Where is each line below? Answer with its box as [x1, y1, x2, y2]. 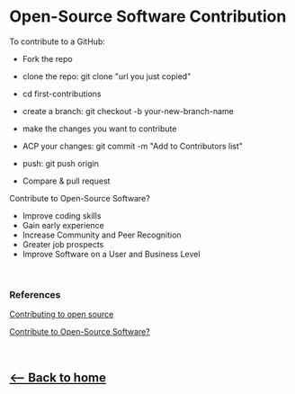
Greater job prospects [22, 238, 104, 249]
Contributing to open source [9, 309, 114, 320]
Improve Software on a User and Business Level [22, 248, 201, 259]
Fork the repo [22, 53, 74, 64]
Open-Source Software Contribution [9, 6, 287, 27]
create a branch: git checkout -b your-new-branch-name [22, 105, 234, 116]
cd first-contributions [22, 88, 102, 99]
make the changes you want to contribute [22, 123, 177, 134]
